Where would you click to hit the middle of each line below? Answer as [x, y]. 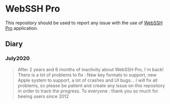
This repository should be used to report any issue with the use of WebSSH [84, 23]
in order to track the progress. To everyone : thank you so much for [88, 91]
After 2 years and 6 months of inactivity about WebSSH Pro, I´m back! [91, 69]
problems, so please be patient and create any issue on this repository [91, 85]
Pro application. [22, 28]
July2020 [18, 59]
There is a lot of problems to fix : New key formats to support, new [87, 75]
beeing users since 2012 [43, 96]
